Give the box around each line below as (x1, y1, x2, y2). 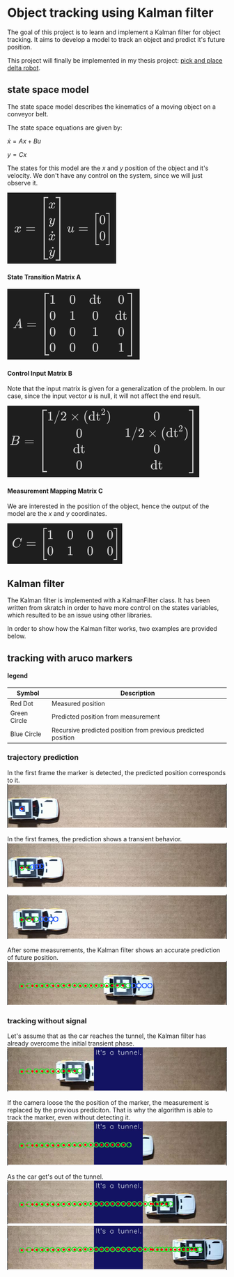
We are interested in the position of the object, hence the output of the (7, 502, 210, 510)
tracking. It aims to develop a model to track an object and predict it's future (7, 35, 225, 43)
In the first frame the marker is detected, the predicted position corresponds (7, 768, 226, 777)
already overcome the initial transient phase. (7, 1039, 134, 1048)
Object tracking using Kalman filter (7, 5, 214, 21)
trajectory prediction (7, 753, 79, 763)
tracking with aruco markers (7, 652, 133, 664)
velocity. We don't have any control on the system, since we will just (7, 171, 203, 179)
